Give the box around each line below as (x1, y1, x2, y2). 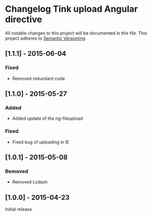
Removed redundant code (12, 75, 65, 81)
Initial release (5, 206, 32, 212)
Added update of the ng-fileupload (12, 115, 83, 121)
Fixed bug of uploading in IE (12, 139, 69, 145)
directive (5, 14, 42, 25)
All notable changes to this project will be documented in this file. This (5, 30, 148, 36)
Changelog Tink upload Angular (5, 3, 138, 15)
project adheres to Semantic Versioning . (5, 35, 87, 41)
